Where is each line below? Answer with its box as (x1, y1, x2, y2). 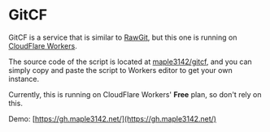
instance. (8, 74, 40, 83)
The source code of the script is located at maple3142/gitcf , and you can (8, 57, 252, 66)
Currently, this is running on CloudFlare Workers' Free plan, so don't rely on (8, 89, 262, 99)
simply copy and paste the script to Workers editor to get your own (8, 65, 233, 75)
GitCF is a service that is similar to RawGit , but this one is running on (8, 32, 237, 42)
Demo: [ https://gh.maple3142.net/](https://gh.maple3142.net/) (8, 113, 217, 123)
